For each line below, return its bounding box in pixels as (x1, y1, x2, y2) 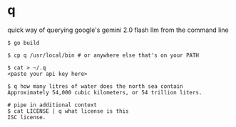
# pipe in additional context (7, 101, 98, 109)
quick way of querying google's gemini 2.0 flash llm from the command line (7, 26, 230, 34)
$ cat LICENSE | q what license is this (7, 107, 130, 115)
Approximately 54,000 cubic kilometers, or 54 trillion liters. (7, 89, 202, 96)
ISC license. (7, 114, 46, 121)
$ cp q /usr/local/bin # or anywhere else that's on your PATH (7, 52, 200, 59)
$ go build (7, 39, 40, 46)
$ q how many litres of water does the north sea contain (7, 82, 183, 90)
